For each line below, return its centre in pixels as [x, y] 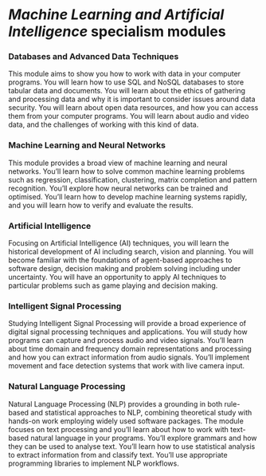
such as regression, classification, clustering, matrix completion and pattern [133, 179]
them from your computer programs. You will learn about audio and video [129, 116]
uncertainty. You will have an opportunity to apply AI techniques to [117, 277]
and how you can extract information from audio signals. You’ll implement [129, 357]
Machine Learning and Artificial [116, 15]
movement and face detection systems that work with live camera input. [127, 366]
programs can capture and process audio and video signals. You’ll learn [126, 340]
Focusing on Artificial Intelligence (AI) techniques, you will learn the [119, 243]
